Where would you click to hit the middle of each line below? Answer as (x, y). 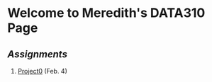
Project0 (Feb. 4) (42, 71)
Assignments (37, 54)
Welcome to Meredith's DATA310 (106, 13)
